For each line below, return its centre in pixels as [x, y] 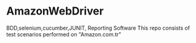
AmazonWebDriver [55, 11]
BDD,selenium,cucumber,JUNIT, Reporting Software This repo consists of [98, 28]
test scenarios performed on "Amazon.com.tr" [64, 34]
